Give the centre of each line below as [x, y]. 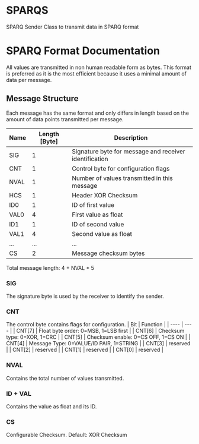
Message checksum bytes [108, 253]
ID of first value [93, 204]
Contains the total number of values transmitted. [65, 378]
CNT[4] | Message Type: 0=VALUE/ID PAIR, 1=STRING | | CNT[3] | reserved [98, 344]
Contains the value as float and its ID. [52, 406]
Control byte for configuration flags [121, 168]
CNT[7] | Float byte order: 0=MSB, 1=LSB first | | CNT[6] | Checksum [100, 331]
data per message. [29, 80]
